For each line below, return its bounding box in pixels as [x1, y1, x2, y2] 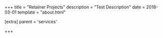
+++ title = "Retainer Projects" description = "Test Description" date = [4, 4, 145, 10]
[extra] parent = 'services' [4, 19, 57, 24]
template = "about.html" [17, 9, 66, 15]
